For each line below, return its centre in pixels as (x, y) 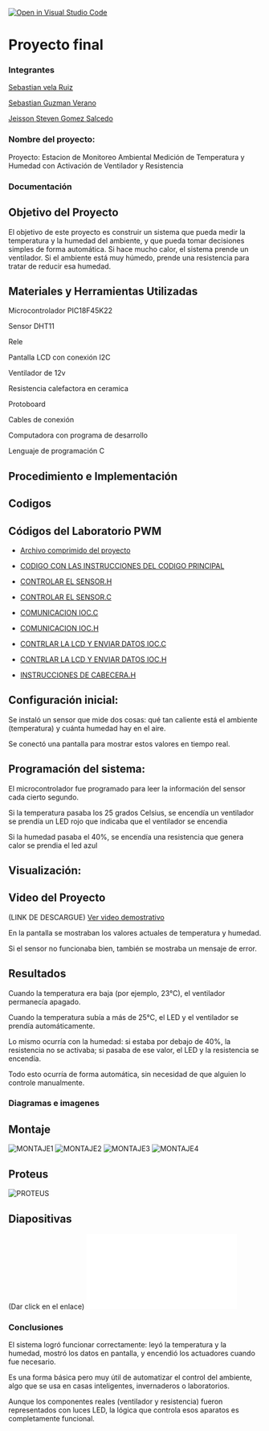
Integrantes (31, 70)
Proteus (29, 1174)
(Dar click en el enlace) (47, 1306)
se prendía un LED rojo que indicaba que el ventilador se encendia (118, 821)
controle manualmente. (47, 1083)
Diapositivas (40, 1219)
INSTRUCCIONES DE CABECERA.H (78, 675)
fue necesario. (32, 1362)
